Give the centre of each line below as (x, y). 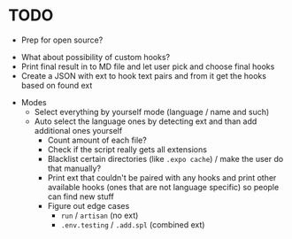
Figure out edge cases (88, 205)
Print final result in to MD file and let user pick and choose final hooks (148, 66)
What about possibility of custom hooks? (95, 57)
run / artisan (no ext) (100, 215)
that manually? (74, 168)
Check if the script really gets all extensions (127, 149)
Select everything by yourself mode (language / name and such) (152, 112)
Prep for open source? (62, 40)
